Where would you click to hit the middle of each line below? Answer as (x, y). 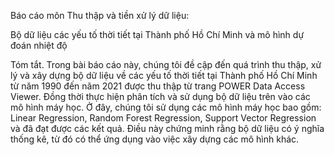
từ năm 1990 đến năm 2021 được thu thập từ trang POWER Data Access (158, 86)
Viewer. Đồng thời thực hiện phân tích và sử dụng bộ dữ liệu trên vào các (160, 96)
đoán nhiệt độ (39, 45)
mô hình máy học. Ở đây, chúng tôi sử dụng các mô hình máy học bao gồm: (166, 107)
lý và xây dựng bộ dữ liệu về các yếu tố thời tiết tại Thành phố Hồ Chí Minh (164, 75)
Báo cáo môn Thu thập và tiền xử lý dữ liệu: (100, 15)
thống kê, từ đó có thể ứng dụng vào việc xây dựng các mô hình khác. (155, 139)
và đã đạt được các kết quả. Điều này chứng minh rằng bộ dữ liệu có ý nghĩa (167, 128)
